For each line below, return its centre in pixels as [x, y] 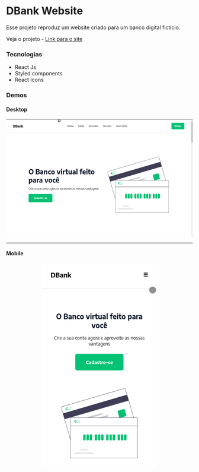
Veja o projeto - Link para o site [44, 39]
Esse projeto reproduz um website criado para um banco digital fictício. [93, 27]
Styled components [38, 74]
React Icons [29, 80]
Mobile [15, 254]
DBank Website [45, 11]
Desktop [17, 109]
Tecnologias [24, 54]
